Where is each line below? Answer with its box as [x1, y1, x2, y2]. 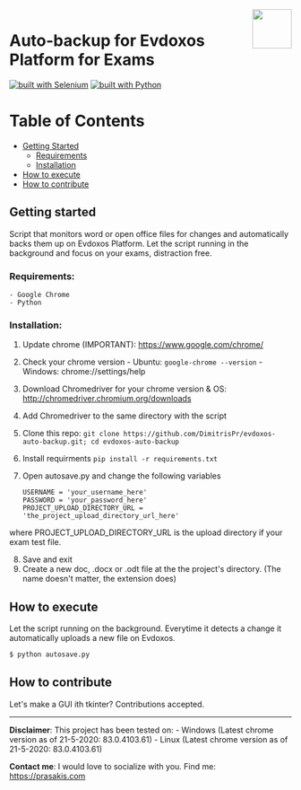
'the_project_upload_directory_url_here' [21, 512, 179, 521]
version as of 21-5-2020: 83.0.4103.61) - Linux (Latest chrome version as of [9, 733, 288, 744]
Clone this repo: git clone [21, 428, 120, 439]
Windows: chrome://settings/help [21, 366, 146, 377]
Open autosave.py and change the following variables [21, 470, 221, 481]
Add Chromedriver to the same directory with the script [21, 410, 227, 421]
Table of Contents [9, 111, 145, 131]
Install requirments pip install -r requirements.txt [21, 453, 218, 464]
